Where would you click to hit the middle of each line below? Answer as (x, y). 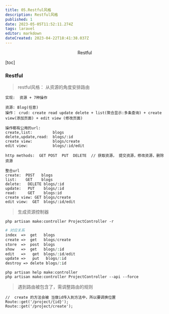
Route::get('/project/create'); (39, 306)
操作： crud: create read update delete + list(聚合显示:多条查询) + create (83, 113)
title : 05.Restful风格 (28, 10)
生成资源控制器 (33, 212)
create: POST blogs (29, 175)
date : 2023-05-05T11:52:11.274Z (39, 24)
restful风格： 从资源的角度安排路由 (53, 87)
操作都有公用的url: (23, 128)
